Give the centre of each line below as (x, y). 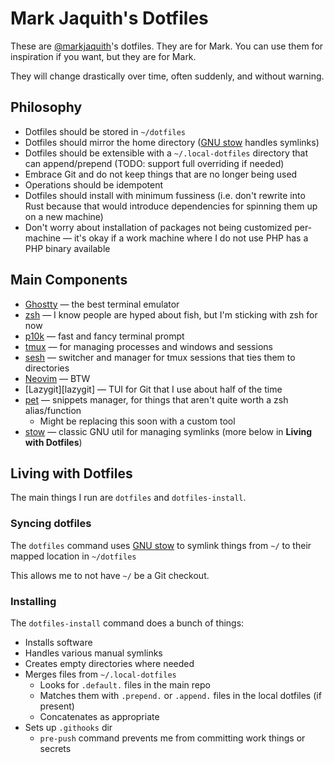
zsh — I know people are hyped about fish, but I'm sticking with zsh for (171, 314)
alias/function (53, 410)
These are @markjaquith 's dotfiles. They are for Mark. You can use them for (167, 46)
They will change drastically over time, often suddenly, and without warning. (167, 76)
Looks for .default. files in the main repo (125, 684)
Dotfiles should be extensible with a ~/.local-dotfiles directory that (166, 153)
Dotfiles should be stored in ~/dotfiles (105, 131)
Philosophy (46, 107)
